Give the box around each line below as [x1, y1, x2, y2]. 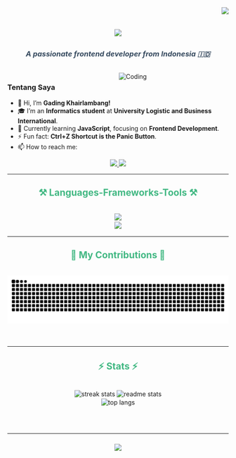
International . [17, 116, 58, 125]
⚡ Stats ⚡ [98, 360, 138, 372]
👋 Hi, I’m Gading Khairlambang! [17, 98, 111, 107]
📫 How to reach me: [17, 142, 78, 151]
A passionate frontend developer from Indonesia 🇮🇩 [25, 49, 211, 59]
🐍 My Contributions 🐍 [70, 249, 166, 261]
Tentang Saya [7, 82, 55, 92]
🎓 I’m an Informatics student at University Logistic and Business [17, 106, 212, 115]
